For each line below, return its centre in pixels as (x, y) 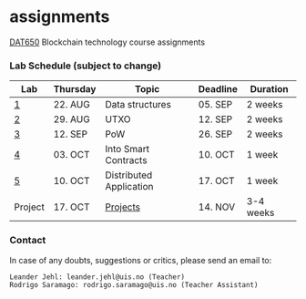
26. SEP (215, 134)
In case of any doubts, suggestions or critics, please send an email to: (141, 260)
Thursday (75, 89)
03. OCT (71, 155)
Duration (269, 89)
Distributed (128, 175)
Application (129, 187)
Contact (28, 241)
